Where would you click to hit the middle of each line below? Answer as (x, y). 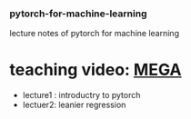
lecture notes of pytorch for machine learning (95, 34)
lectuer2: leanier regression (74, 105)
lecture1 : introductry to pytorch (81, 95)
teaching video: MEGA (95, 70)
